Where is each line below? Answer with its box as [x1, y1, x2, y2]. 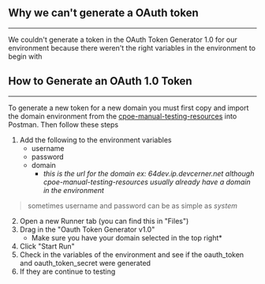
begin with [8, 51, 43, 61]
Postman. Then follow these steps [8, 119, 119, 129]
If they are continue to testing [19, 267, 116, 276]
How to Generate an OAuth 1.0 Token [8, 74, 192, 88]
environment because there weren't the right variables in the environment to [8, 43, 256, 52]
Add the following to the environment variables [19, 134, 172, 145]
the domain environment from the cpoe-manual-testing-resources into [8, 111, 237, 121]
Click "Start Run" [19, 241, 75, 251]
